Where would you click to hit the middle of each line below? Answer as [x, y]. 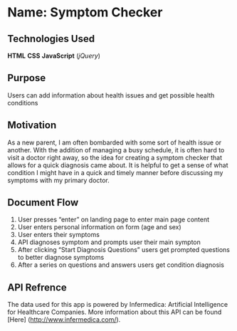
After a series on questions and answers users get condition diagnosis [121, 265]
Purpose [27, 78]
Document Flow [43, 203]
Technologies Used [51, 39]
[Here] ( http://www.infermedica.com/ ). [64, 320]
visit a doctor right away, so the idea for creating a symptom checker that [115, 157]
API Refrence [37, 287]
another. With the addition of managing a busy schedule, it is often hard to [116, 149]
